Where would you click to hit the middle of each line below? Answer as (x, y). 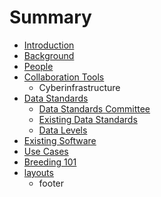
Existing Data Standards (88, 119)
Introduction (49, 45)
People (38, 66)
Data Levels (63, 130)
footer (51, 183)
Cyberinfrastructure (79, 87)
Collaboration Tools (64, 77)
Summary (50, 17)
